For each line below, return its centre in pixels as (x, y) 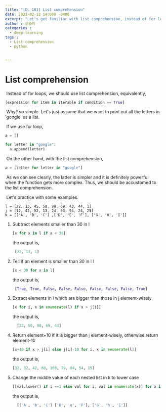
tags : (12, 38)
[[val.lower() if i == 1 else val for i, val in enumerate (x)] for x (84, 386)
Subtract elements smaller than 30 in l (51, 224)
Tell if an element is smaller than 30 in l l (53, 261)
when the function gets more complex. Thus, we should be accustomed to (81, 182)
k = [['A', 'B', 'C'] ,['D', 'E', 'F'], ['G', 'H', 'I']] (66, 215)
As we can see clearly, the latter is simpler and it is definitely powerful (78, 177)
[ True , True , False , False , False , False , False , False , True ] (81, 289)
